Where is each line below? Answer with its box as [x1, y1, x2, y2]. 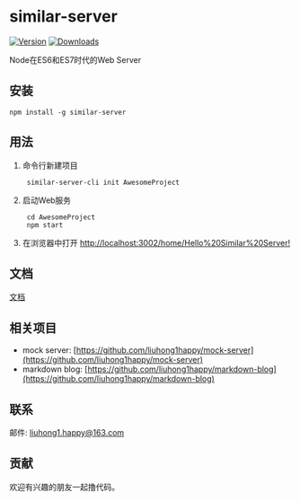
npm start [26, 220, 64, 230]
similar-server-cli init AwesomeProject [26, 178, 181, 187]
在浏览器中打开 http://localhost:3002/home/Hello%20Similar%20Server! [22, 237, 290, 248]
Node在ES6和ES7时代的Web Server [9, 54, 142, 65]
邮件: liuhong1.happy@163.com [9, 427, 125, 437]
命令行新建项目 [22, 160, 78, 171]
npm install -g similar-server [9, 108, 127, 117]
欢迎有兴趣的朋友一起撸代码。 [9, 481, 119, 492]
